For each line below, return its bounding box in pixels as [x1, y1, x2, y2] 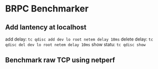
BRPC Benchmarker [5, 3, 89, 14]
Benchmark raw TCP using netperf [5, 56, 115, 64]
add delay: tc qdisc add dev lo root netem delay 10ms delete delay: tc [5, 36, 153, 42]
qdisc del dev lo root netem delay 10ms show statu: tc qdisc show [5, 41, 146, 47]
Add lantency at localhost [5, 23, 86, 31]
